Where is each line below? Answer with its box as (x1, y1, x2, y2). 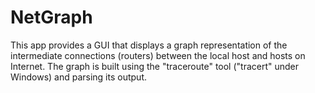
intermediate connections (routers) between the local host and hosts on (10, 49, 306, 61)
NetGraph (10, 6, 93, 29)
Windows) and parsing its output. (10, 71, 147, 83)
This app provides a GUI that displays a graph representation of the (10, 39, 288, 51)
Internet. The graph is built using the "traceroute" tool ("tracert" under (10, 60, 300, 72)
